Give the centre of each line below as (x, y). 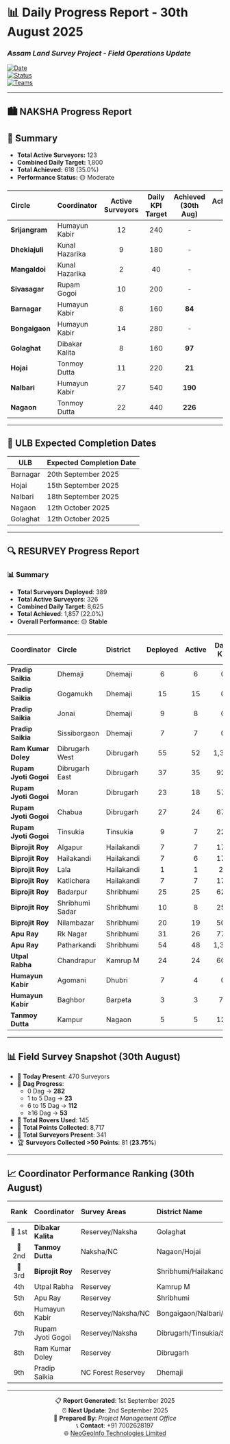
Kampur (70, 1020)
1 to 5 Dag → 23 (50, 1098)
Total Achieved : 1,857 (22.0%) (60, 614)
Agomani (72, 980)
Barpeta (119, 1000)
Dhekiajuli (27, 249)
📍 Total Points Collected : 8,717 (61, 1127)
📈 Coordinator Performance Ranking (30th (101, 1174)
